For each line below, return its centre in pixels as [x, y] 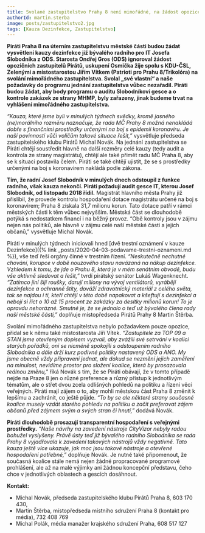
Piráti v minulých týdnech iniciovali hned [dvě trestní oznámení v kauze [96, 244]
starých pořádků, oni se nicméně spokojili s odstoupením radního [89, 346]
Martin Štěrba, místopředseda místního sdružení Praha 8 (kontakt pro [102, 511]
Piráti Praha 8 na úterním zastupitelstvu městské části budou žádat [93, 46]
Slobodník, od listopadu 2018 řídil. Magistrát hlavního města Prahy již [95, 193]
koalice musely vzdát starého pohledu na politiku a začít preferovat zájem [100, 404]
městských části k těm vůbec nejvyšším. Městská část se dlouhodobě [94, 212]
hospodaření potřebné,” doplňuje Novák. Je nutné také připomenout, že [97, 455]
